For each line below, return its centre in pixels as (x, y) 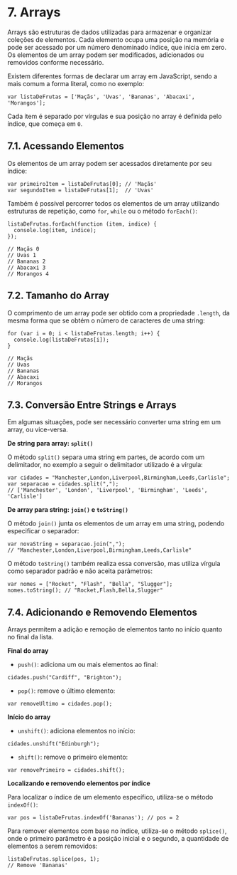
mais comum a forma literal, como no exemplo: (76, 83)
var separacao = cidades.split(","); (63, 484)
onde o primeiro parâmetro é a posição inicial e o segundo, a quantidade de (118, 839)
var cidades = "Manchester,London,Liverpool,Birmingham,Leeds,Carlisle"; (119, 478)
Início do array (29, 717)
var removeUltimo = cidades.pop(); (60, 704)
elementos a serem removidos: (53, 846)
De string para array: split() (50, 444)
